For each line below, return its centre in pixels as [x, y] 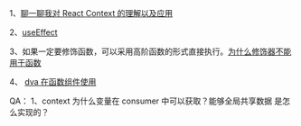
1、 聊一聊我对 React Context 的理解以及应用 [91, 13]
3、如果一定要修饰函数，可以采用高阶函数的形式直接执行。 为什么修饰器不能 [150, 51]
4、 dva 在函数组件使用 [53, 82]
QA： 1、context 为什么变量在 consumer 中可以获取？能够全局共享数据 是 [146, 101]
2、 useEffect [33, 32]
